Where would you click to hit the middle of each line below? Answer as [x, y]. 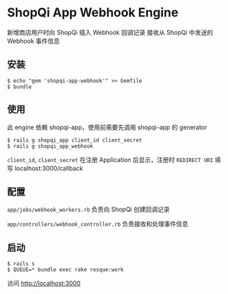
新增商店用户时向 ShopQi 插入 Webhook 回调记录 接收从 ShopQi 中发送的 [110, 32]
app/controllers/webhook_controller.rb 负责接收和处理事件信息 [98, 224]
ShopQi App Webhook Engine [93, 13]
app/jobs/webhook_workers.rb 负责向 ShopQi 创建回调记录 [88, 209]
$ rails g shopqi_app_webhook [50, 146]
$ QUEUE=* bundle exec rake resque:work [66, 270]
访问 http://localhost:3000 [44, 283]
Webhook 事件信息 [34, 41]
